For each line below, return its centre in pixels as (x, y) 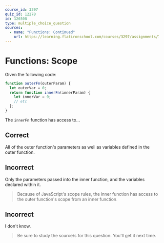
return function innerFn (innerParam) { (50, 92)
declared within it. (23, 184)
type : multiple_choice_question (38, 23)
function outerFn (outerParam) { (38, 83)
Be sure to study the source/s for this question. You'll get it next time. (87, 236)
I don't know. (18, 226)
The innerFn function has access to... (42, 120)
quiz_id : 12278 (20, 14)
